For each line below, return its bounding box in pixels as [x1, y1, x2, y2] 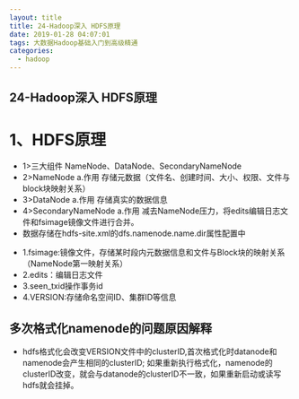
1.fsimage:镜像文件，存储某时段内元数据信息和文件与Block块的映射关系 [22, 247, 286, 258]
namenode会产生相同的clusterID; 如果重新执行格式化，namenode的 [22, 358, 273, 369]
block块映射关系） [22, 183, 91, 194]
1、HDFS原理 [9, 129, 106, 150]
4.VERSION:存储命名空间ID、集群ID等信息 [22, 292, 177, 303]
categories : [9, 47, 54, 56]
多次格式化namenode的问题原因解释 [9, 320, 213, 336]
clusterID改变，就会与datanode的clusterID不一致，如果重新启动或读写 [22, 369, 282, 379]
